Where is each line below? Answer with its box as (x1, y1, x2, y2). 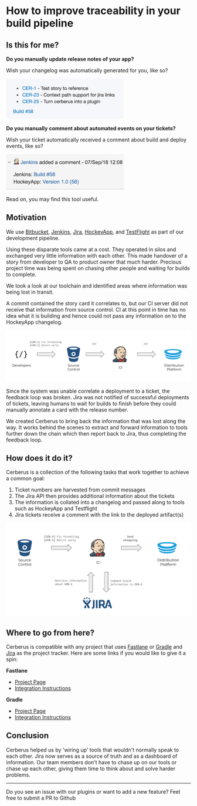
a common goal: (6, 475, 45, 482)
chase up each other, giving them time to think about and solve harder (6, 765, 176, 772)
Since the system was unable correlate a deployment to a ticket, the (6, 387, 170, 394)
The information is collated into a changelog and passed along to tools (14, 499, 185, 506)
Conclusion (6, 731, 49, 741)
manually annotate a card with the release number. (6, 406, 129, 413)
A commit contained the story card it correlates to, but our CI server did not (6, 299, 188, 306)
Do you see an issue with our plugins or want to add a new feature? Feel (6, 788, 181, 795)
